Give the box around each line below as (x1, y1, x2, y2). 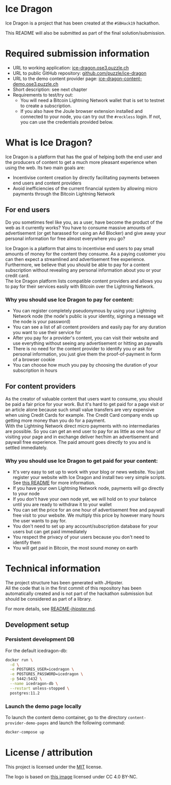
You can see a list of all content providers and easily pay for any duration (12, 324, 166, 330)
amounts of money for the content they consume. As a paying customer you (5, 251, 166, 257)
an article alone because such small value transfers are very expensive (5, 407, 155, 413)
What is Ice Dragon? (5, 137, 93, 149)
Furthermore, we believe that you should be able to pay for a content (5, 261, 150, 268)
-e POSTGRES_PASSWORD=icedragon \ (10, 672, 83, 677)
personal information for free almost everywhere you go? (5, 235, 126, 242)
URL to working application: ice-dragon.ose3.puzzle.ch (12, 64, 129, 70)
